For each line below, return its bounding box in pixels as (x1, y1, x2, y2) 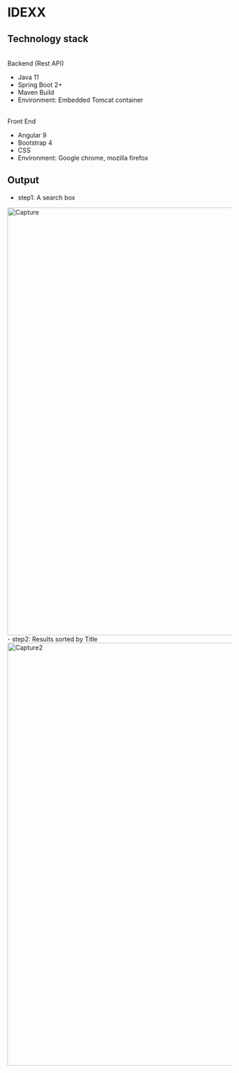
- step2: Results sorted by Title (7, 635, 98, 643)
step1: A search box (17, 193, 76, 202)
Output (7, 174, 39, 186)
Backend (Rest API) (7, 59, 64, 68)
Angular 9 (17, 131, 47, 139)
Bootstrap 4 (17, 138, 53, 147)
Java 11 (17, 73, 39, 81)
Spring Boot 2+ (17, 81, 63, 89)
